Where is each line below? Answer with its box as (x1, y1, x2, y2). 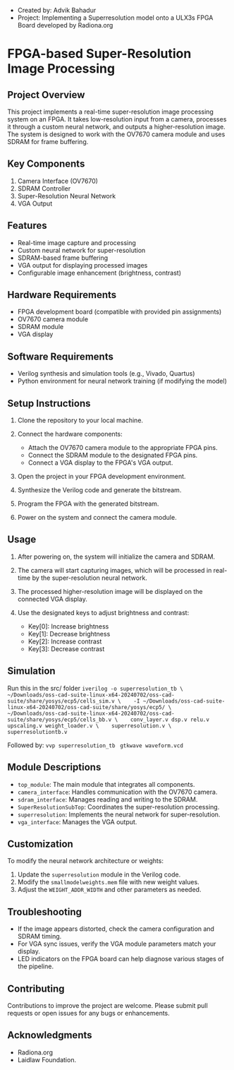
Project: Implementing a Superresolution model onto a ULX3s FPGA (17, 13, 214, 22)
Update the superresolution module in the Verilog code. (17, 870, 181, 879)
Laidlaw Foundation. (17, 1055, 76, 1064)
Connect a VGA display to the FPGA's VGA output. (27, 458, 173, 467)
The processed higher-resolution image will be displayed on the (17, 587, 203, 595)
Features (7, 220, 47, 232)
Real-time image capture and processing (17, 238, 136, 246)
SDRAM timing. (17, 932, 62, 941)
